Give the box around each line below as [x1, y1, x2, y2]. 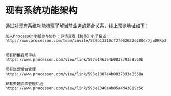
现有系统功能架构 [5, 5, 78, 16]
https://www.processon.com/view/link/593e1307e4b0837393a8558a [5, 71, 144, 77]
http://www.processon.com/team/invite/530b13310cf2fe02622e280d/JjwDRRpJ [5, 38, 167, 43]
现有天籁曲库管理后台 [5, 81, 44, 86]
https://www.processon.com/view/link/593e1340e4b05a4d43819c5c [5, 85, 144, 91]
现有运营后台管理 [5, 67, 36, 72]
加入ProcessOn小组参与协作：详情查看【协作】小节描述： [5, 34, 110, 39]
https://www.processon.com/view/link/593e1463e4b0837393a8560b [5, 57, 144, 62]
